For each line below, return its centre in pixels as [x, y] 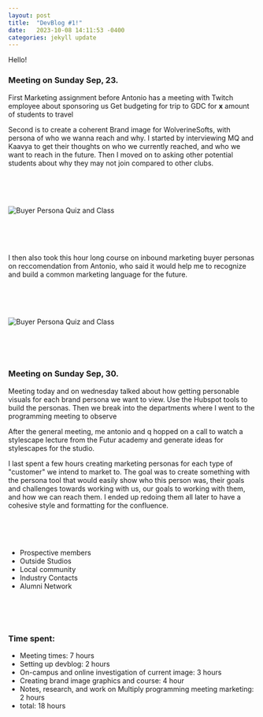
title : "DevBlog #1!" [45, 23]
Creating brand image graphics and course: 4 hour [102, 681]
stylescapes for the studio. [52, 448]
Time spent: [31, 638]
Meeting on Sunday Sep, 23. [63, 80]
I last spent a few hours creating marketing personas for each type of [121, 463]
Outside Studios [46, 561]
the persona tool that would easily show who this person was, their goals [126, 480]
